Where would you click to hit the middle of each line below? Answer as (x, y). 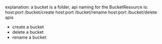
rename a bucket (29, 37)
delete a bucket (28, 32)
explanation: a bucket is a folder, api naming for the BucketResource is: (77, 7)
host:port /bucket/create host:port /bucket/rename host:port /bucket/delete (81, 12)
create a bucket (28, 27)
